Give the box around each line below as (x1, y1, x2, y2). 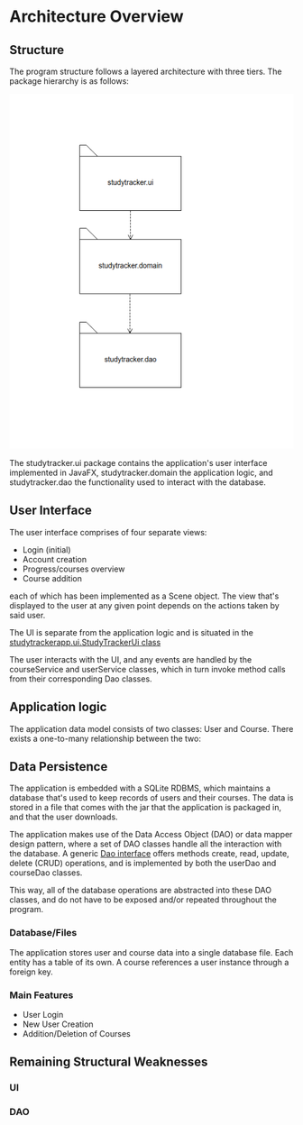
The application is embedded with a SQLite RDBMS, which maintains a (9, 782, 271, 794)
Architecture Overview (9, 6, 184, 27)
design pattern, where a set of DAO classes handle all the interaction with (9, 838, 282, 849)
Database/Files (9, 927, 78, 939)
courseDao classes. (9, 867, 83, 878)
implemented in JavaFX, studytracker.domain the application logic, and (9, 467, 273, 478)
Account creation (22, 553, 87, 564)
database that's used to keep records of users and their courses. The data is (9, 792, 294, 803)
